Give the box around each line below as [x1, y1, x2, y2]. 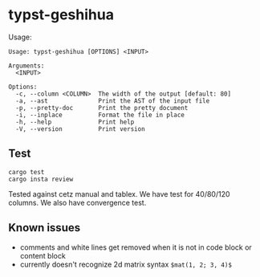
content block [19, 251, 66, 260]
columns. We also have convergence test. [8, 198, 147, 207]
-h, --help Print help [15, 118, 135, 126]
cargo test [8, 168, 45, 176]
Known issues [8, 221, 81, 234]
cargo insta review [8, 175, 74, 183]
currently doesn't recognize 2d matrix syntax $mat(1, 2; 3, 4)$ [19, 259, 233, 269]
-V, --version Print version [15, 124, 146, 133]
